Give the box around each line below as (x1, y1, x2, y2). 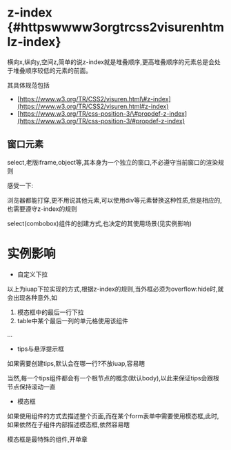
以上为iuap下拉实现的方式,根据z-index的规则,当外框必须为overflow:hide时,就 (7, 285, 224, 293)
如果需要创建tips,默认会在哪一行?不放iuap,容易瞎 (7, 359, 145, 367)
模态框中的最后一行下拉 (17, 308, 84, 316)
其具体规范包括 (7, 81, 50, 89)
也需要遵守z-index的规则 (7, 205, 77, 213)
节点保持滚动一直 (7, 382, 56, 391)
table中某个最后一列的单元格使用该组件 (17, 316, 129, 325)
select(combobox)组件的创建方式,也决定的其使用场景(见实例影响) (7, 219, 192, 227)
